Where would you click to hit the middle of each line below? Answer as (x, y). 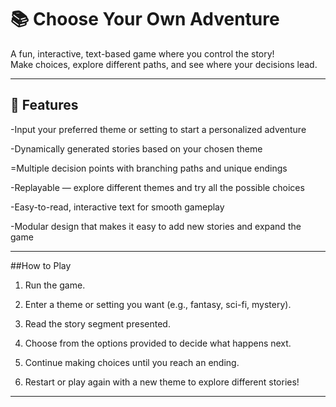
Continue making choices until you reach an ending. (132, 362)
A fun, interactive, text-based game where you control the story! (142, 53)
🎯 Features (44, 105)
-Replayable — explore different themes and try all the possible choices (157, 187)
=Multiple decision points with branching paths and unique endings (149, 168)
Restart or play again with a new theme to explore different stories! (162, 382)
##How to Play (41, 265)
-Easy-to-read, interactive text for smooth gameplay (117, 207)
